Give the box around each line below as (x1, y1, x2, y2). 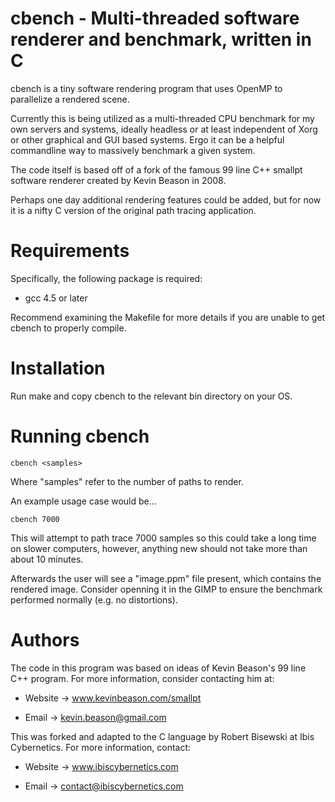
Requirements (10, 240, 130, 262)
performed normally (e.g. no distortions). (10, 593, 178, 606)
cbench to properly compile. (10, 322, 127, 334)
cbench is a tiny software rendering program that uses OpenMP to (10, 82, 283, 94)
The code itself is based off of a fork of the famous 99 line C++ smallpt (10, 163, 303, 176)
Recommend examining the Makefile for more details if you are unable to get (10, 311, 326, 323)
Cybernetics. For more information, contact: (10, 741, 192, 753)
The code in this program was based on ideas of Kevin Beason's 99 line (10, 662, 307, 674)
